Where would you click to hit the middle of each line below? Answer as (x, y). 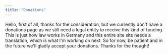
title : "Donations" (26, 10)
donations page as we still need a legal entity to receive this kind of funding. (84, 30)
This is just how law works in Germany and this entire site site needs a (78, 35)
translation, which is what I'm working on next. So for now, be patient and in (84, 40)
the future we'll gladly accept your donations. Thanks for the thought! (77, 45)
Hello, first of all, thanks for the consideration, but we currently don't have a (84, 24)
